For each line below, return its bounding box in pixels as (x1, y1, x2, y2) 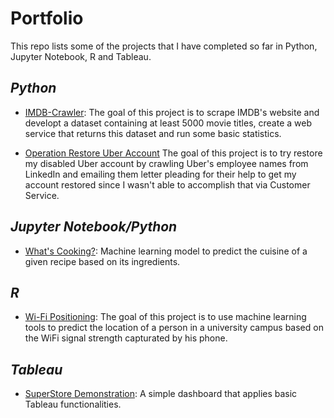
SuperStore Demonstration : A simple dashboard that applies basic (24, 388, 298, 400)
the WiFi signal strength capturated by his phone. (24, 332, 228, 344)
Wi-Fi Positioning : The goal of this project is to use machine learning (24, 311, 307, 323)
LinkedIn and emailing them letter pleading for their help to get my (24, 168, 297, 180)
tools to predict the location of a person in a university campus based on (24, 322, 324, 334)
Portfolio (10, 7, 84, 30)
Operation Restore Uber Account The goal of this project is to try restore (24, 147, 323, 159)
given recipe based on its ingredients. (24, 255, 181, 267)
